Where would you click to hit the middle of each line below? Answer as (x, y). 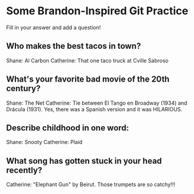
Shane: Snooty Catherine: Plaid (44, 142)
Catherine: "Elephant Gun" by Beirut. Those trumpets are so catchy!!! (91, 184)
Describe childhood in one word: (68, 128)
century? (23, 88)
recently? (24, 170)
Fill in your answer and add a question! (54, 27)
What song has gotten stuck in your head (84, 161)
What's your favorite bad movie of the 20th (88, 79)
